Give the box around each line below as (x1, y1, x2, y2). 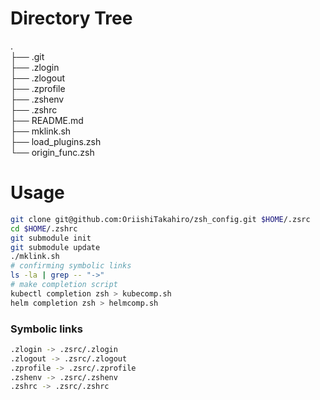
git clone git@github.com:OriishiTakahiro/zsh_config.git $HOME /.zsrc (10, 214, 311, 224)
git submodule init (10, 233, 92, 243)
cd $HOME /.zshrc (10, 223, 78, 234)
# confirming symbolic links (10, 261, 132, 271)
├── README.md (10, 114, 84, 126)
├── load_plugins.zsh (10, 135, 102, 147)
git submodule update (10, 242, 101, 252)
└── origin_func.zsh (10, 146, 95, 158)
